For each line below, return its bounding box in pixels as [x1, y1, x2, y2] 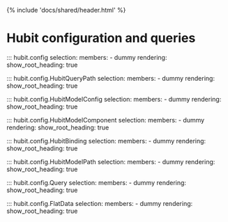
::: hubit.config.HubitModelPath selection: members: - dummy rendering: [6, 157, 215, 166]
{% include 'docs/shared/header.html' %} [6, 6, 126, 14]
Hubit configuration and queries [6, 31, 196, 46]
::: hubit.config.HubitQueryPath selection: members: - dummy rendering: [6, 74, 215, 82]
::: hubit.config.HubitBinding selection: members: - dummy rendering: [6, 136, 206, 145]
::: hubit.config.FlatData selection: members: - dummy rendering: [6, 199, 193, 207]
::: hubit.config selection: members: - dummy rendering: [6, 53, 167, 61]
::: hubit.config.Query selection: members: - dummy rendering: [6, 178, 186, 187]
